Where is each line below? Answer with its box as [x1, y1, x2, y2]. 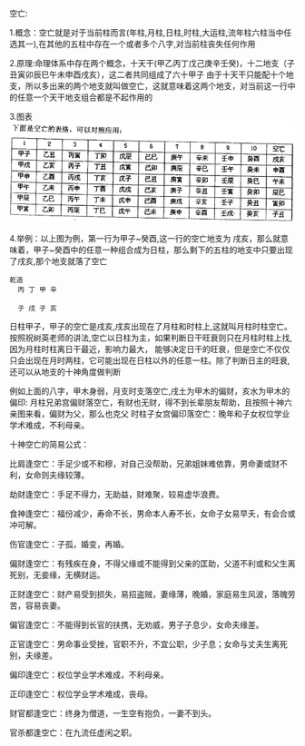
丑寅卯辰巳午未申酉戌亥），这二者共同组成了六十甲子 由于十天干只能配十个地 [9, 69, 294, 80]
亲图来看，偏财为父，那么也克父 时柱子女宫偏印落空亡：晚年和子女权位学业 [9, 408, 290, 419]
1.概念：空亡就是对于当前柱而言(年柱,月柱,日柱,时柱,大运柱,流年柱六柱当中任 [9, 27, 292, 38]
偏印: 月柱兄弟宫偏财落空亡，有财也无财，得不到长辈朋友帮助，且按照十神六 [9, 398, 292, 408]
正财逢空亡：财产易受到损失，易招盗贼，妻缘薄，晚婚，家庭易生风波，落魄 [9, 589, 288, 600]
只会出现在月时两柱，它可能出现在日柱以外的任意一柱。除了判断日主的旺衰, [9, 355, 290, 366]
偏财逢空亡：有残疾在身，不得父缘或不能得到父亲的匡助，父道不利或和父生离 [9, 558, 296, 569]
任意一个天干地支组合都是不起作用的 [16, 92, 152, 103]
